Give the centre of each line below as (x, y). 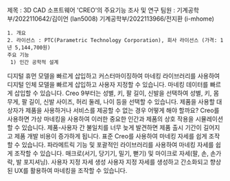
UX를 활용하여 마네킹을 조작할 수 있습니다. (71, 170)
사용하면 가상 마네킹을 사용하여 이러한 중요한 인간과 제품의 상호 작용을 (101, 119)
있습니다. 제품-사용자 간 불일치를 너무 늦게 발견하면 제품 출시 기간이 (112, 127)
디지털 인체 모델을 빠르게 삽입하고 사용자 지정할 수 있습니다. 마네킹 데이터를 (108, 84)
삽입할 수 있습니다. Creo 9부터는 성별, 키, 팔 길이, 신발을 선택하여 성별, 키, (113, 93)
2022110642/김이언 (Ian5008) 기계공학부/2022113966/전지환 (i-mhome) (115, 19)
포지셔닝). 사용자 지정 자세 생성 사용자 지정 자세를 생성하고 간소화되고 (116, 162)
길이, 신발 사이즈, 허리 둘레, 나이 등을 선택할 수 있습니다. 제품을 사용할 (122, 102)
